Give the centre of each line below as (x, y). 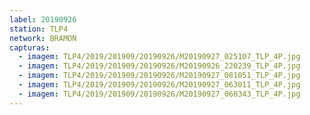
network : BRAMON (43, 38)
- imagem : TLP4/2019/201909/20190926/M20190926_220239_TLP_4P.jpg (159, 66)
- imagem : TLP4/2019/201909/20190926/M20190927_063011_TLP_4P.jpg (159, 85)
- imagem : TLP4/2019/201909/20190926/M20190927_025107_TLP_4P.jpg (159, 57)
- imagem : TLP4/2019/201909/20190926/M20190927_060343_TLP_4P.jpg (159, 94)
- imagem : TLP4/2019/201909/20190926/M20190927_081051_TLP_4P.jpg (159, 76)
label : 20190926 (43, 19)
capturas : (30, 47)
